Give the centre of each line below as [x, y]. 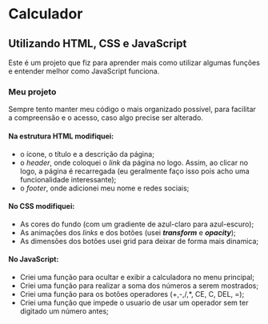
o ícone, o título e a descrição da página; [87, 154]
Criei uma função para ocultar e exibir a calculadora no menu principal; [137, 277]
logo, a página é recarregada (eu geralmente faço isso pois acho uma [134, 171]
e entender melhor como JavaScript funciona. [84, 71]
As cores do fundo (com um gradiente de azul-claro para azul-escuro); [137, 224]
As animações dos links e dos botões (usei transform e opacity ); [128, 232]
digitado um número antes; [64, 311]
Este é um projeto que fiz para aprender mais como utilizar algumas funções [134, 62]
